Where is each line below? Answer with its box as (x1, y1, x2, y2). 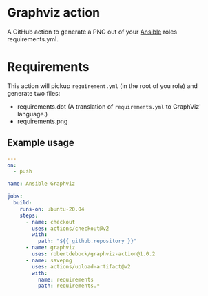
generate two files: (7, 89, 61, 97)
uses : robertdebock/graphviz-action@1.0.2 (32, 251, 156, 257)
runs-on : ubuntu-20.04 (19, 205, 85, 213)
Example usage (7, 137, 74, 149)
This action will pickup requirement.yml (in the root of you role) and (7, 81, 198, 90)
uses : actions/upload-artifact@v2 (32, 263, 131, 270)
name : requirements (37, 276, 94, 283)
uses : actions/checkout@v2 (32, 225, 110, 232)
